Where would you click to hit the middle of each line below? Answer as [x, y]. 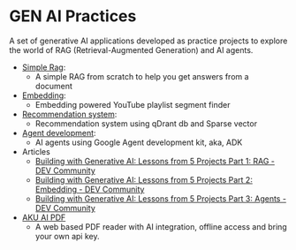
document [54, 86]
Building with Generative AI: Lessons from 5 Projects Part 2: [144, 179]
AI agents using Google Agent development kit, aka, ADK [139, 142]
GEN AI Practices [73, 16]
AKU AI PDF [44, 217]
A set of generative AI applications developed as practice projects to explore [148, 41]
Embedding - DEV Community [90, 189]
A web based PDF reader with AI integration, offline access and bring [161, 226]
